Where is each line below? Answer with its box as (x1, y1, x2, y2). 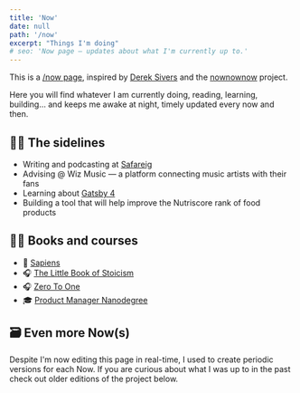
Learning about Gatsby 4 (22, 187, 116, 198)
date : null (9, 22, 51, 31)
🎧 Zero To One (22, 281, 80, 292)
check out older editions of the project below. (9, 373, 179, 384)
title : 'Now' (9, 13, 59, 23)
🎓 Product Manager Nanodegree (22, 294, 148, 305)
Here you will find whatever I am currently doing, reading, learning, (9, 90, 258, 101)
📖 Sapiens (22, 257, 61, 268)
